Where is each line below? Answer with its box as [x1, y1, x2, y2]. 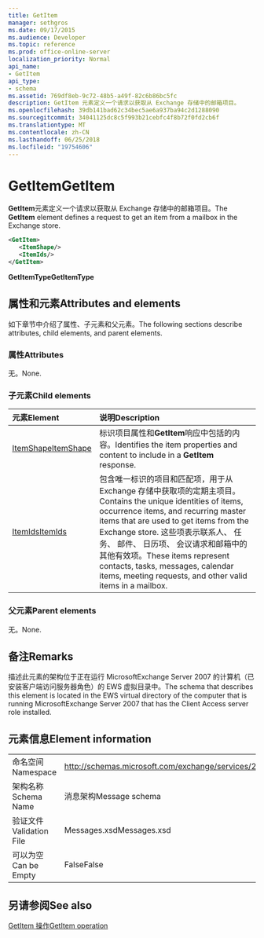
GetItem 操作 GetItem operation [8, 921, 108, 930]
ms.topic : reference [8, 41, 76, 49]
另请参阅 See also [8, 899, 93, 912]
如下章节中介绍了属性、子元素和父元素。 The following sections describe [8, 319, 243, 328]
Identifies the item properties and [115, 439, 238, 450]
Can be [12, 860, 39, 871]
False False [64, 859, 104, 870]
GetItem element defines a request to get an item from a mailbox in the [8, 213, 238, 222]
